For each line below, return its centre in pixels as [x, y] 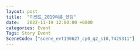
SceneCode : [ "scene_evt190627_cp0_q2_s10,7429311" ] [70, 39]
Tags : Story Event [28, 33]
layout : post [22, 11]
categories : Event [28, 28]
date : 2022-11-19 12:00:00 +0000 [49, 22]
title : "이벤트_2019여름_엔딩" [41, 17]
